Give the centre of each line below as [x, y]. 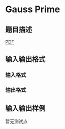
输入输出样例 [25, 108]
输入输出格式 [25, 59]
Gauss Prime [33, 9]
